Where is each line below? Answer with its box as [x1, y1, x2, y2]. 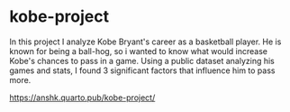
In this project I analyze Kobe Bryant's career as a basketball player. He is [9, 36, 282, 47]
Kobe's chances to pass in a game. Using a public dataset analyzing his [9, 55, 275, 66]
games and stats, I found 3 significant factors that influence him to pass [9, 65, 276, 76]
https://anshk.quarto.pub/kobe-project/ [9, 92, 156, 103]
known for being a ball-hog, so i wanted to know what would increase [9, 45, 268, 56]
